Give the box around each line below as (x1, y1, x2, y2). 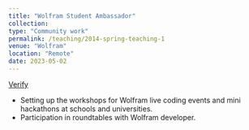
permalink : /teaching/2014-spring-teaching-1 (8, 34, 165, 43)
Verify (8, 79, 28, 89)
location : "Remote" (8, 50, 75, 58)
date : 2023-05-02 (8, 58, 67, 66)
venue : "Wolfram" (8, 42, 67, 50)
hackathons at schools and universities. (19, 103, 152, 114)
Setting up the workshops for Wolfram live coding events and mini (19, 95, 241, 105)
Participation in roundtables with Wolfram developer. (19, 112, 196, 122)
